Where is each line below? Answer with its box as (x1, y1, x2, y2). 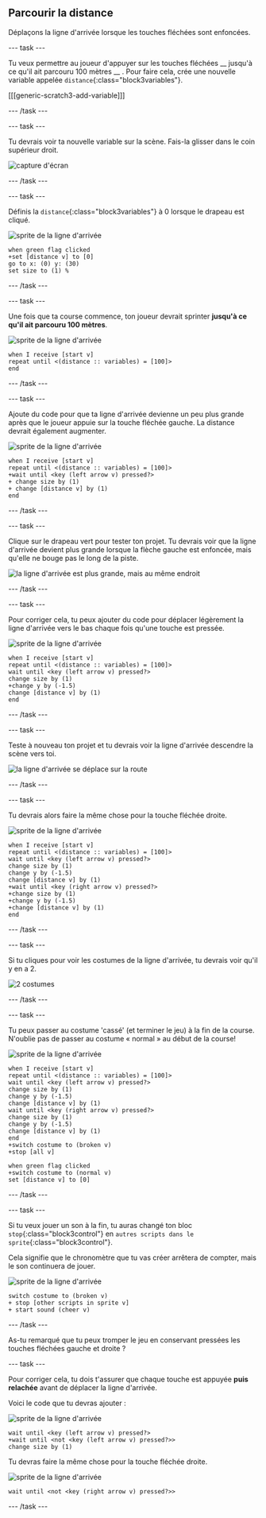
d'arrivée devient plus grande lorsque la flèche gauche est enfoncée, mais (8, 544, 252, 554)
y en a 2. (8, 964, 37, 973)
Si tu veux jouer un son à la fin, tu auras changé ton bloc (8, 1220, 193, 1230)
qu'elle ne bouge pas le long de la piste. (8, 553, 139, 562)
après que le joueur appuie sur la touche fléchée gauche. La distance (8, 417, 235, 427)
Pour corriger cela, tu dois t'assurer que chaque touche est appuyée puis (8, 1374, 249, 1384)
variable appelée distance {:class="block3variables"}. (8, 75, 183, 84)
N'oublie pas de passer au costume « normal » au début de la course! (8, 1033, 237, 1043)
